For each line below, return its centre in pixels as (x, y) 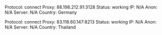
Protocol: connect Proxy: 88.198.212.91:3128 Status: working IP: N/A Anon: (81, 7)
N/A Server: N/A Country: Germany (41, 12)
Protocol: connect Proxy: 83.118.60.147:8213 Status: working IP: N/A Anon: (81, 22)
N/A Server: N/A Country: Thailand (40, 27)
